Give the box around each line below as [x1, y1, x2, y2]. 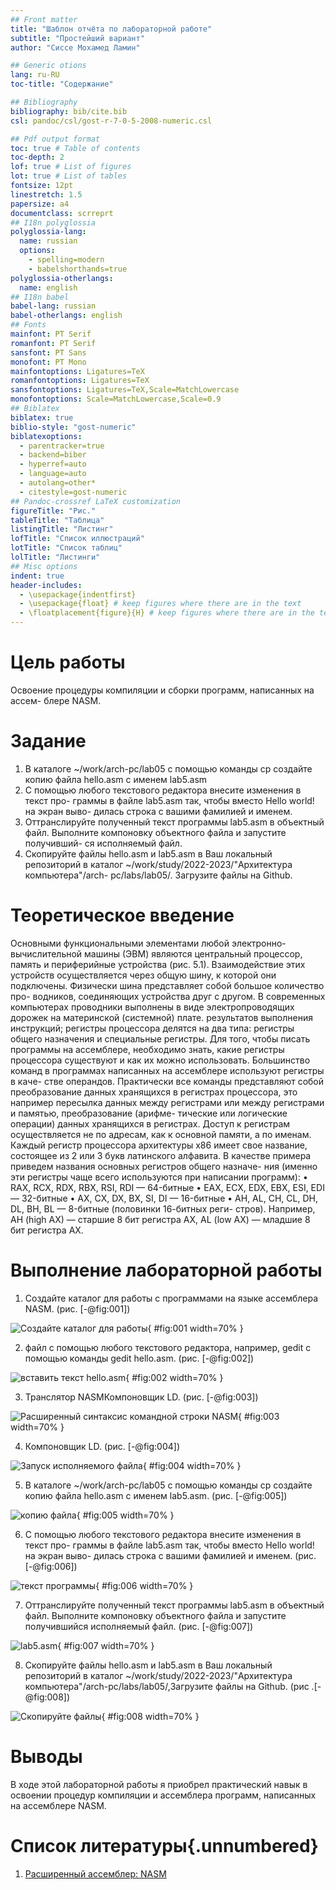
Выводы [10, 1745, 83, 1768]
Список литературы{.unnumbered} [10, 1834, 319, 1857]
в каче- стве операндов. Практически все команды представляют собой [10, 1075, 325, 1087]
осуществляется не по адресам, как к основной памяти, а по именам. [10, 1128, 312, 1140]
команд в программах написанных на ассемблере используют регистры [10, 1064, 325, 1076]
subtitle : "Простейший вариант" [10, 33, 145, 43]
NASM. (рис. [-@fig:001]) [24, 1302, 131, 1315]
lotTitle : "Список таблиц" [10, 543, 123, 553]
